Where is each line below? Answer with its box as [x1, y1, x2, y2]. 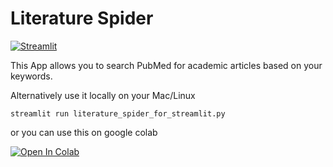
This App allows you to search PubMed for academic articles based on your [10, 59, 323, 71]
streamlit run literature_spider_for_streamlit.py [10, 108, 226, 119]
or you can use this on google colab [10, 126, 158, 138]
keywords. [10, 70, 53, 82]
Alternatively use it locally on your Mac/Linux [10, 89, 196, 101]
